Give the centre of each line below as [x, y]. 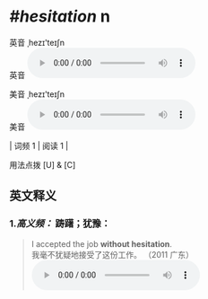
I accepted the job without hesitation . [102, 243]
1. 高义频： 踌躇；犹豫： [60, 224]
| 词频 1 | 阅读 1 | [39, 145]
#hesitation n [60, 17]
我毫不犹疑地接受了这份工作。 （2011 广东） [113, 254]
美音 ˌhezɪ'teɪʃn [37, 94]
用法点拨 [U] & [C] [43, 164]
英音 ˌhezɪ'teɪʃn [37, 42]
